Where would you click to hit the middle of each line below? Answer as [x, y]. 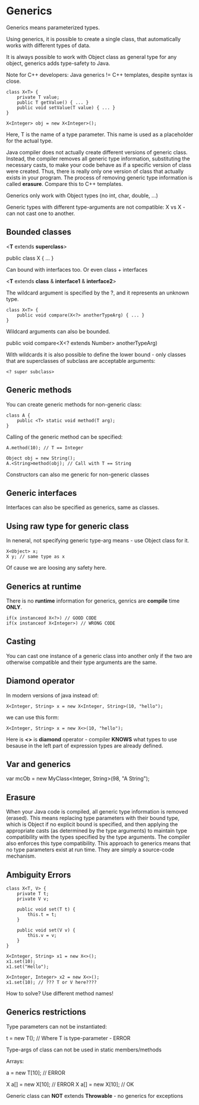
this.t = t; [42, 915]
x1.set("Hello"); [28, 967]
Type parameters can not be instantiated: [56, 1026]
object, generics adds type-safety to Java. [58, 63]
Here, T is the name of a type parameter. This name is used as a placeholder [100, 134]
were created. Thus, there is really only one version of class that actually [95, 171]
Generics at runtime [44, 586]
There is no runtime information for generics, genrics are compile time [93, 601]
